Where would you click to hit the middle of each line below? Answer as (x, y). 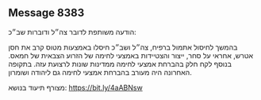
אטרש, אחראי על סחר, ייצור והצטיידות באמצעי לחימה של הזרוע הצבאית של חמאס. (131, 55)
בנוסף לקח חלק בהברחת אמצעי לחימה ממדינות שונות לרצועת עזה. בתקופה (120, 64)
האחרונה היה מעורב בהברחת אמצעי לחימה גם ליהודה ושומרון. (100, 72)
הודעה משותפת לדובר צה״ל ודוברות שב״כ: (72, 31)
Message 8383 (46, 13)
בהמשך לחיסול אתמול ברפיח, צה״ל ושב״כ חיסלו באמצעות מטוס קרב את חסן (123, 47)
